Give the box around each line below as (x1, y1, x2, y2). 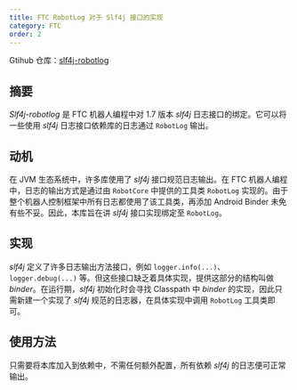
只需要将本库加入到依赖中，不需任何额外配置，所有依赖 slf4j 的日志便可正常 (9, 360, 286, 370)
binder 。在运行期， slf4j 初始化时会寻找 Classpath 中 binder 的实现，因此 (9, 283, 276, 294)
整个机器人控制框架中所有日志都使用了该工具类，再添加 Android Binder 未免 (9, 197, 287, 207)
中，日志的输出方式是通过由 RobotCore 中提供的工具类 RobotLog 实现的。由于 (9, 185, 289, 196)
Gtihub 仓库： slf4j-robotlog (9, 55, 109, 66)
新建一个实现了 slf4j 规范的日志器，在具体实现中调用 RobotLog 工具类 (16, 295, 269, 305)
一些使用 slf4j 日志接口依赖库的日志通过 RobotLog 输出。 (9, 120, 213, 131)
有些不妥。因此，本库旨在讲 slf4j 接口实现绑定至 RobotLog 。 (9, 207, 227, 218)
